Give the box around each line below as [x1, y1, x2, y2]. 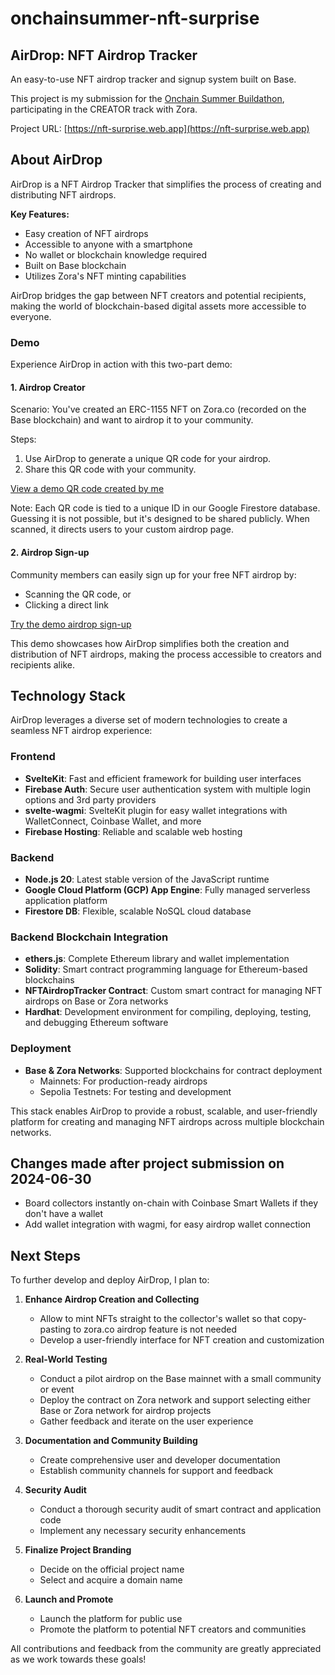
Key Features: [10, 208, 70, 220]
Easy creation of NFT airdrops [24, 227, 149, 239]
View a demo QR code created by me [10, 483, 165, 495]
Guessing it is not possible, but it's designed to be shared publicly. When [10, 513, 310, 525]
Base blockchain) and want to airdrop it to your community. [10, 414, 254, 426]
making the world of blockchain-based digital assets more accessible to [10, 300, 307, 312]
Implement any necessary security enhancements [39, 1525, 247, 1537]
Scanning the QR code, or [24, 588, 132, 600]
